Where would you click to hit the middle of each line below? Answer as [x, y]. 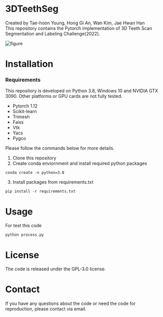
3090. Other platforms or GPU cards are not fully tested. [64, 96]
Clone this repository [34, 158]
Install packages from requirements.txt [53, 182]
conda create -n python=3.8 [35, 173]
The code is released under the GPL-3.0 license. [56, 269]
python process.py [25, 235]
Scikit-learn [25, 112]
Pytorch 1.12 [25, 106]
